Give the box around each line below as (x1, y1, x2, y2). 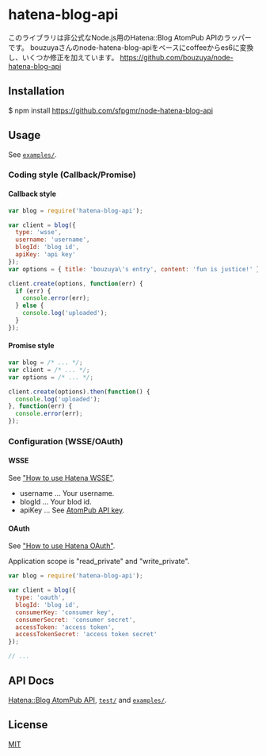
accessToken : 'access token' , (15, 623, 115, 631)
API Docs (8, 674, 55, 688)
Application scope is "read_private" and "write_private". (8, 557, 190, 566)
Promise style (8, 341, 55, 351)
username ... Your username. (19, 489, 115, 498)
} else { (15, 301, 44, 310)
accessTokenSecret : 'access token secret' (15, 631, 158, 639)
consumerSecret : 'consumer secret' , (15, 616, 136, 624)
